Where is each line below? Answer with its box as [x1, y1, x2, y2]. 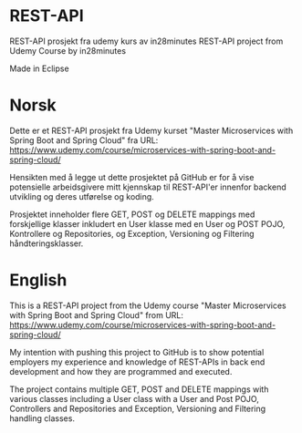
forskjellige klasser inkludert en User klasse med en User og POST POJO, [9, 218, 286, 229]
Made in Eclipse [9, 63, 70, 74]
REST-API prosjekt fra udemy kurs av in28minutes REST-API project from [9, 36, 284, 46]
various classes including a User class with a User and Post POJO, [9, 393, 260, 404]
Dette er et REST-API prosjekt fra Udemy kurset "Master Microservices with [9, 125, 294, 136]
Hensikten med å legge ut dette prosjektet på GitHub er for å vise [9, 171, 255, 182]
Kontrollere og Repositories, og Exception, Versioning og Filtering [9, 228, 255, 239]
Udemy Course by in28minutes [9, 45, 126, 56]
